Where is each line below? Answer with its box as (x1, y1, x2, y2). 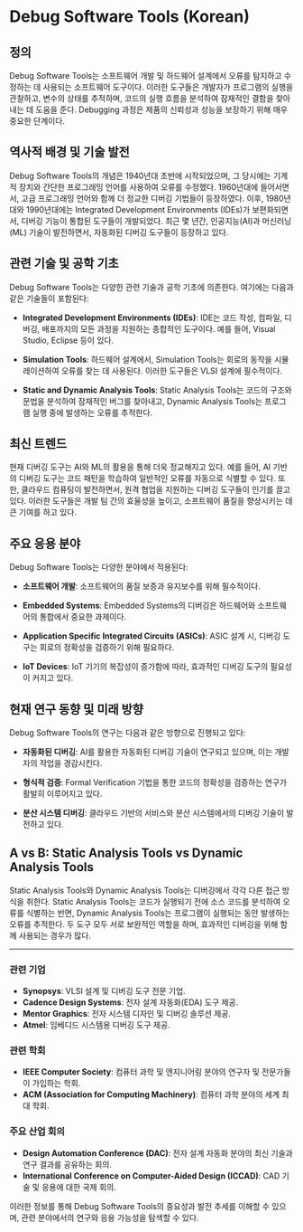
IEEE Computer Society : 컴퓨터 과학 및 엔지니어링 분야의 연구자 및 (22, 1066, 260, 1077)
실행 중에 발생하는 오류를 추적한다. (32, 407, 153, 418)
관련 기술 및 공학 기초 (9, 256, 119, 271)
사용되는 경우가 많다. (18, 930, 92, 941)
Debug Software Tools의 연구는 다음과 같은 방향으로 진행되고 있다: (9, 727, 246, 738)
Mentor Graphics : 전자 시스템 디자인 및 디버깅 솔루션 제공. (22, 1009, 232, 1019)
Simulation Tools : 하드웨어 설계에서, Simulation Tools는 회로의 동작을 (22, 354, 272, 365)
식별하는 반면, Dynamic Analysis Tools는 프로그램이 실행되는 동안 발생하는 (25, 907, 290, 918)
